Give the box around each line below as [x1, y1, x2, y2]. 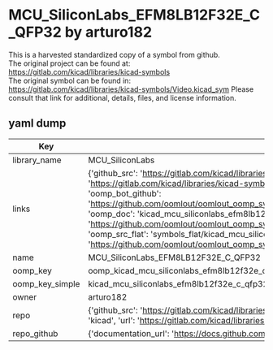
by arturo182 [64, 23, 153, 41]
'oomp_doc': [88, 208, 136, 219]
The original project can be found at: [8, 58, 131, 68]
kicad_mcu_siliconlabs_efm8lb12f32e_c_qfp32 [88, 278, 269, 289]
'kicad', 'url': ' [88, 314, 141, 326]
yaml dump [8, 116, 67, 131]
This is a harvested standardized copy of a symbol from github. [8, 50, 221, 59]
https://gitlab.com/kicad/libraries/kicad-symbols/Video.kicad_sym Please [8, 84, 254, 94]
